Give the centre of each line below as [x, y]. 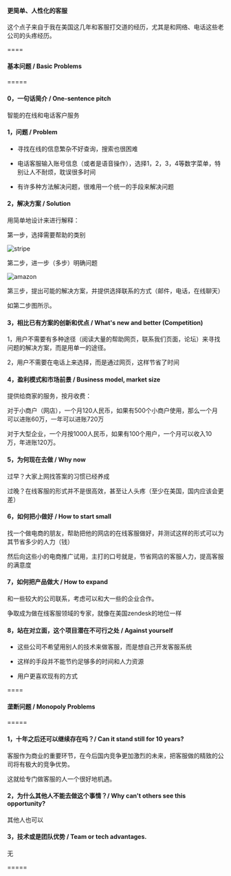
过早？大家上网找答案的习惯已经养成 [58, 476]
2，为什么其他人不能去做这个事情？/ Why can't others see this [97, 796]
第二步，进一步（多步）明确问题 [52, 263]
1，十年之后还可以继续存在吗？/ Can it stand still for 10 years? [96, 739]
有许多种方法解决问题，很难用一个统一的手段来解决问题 [95, 187]
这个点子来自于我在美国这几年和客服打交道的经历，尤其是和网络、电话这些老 [115, 27]
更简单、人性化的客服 [37, 10]
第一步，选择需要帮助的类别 [46, 235]
